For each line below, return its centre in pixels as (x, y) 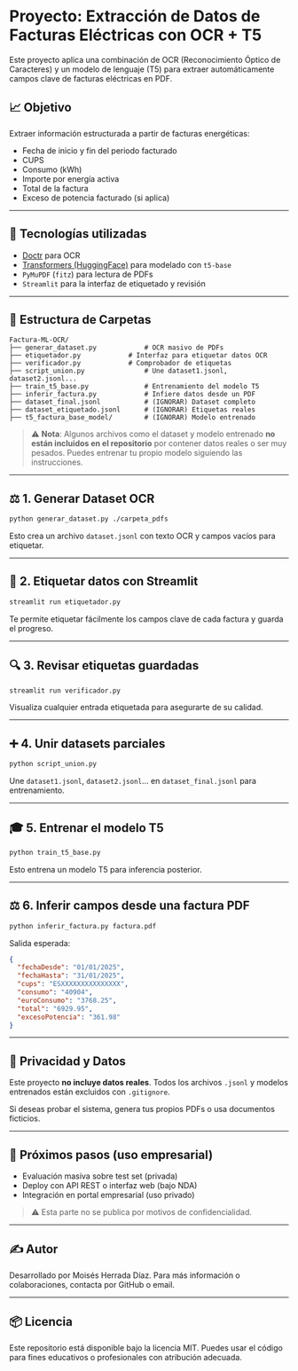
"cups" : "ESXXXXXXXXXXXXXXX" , (73, 984)
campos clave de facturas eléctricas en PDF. (91, 78)
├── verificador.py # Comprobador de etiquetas (121, 364)
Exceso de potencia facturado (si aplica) (96, 198)
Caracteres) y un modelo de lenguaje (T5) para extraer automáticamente (142, 69)
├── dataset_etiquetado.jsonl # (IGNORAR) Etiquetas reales (132, 410)
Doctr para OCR (51, 255)
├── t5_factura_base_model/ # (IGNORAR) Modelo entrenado (132, 418)
